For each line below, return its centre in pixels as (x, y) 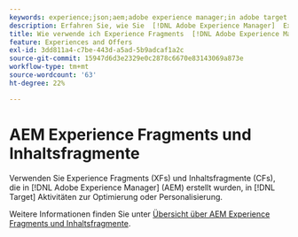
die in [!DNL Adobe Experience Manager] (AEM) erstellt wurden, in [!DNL (142, 187)
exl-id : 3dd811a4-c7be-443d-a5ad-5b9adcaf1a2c (97, 50)
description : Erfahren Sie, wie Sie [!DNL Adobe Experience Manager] (142, 26)
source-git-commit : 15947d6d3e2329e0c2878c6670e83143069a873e (126, 58)
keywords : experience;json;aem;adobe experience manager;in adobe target (149, 17)
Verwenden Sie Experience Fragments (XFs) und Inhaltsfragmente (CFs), (142, 178)
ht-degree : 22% (37, 83)
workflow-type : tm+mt (49, 67)
